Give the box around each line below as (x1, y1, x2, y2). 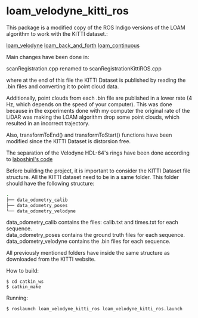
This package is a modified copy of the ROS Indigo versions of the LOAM (6, 24, 186, 31)
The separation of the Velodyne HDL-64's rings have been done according (6, 149, 190, 156)
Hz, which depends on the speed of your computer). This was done (6, 100, 172, 108)
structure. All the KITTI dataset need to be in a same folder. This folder (6, 173, 179, 180)
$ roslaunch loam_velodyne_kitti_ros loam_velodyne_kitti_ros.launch (6, 306, 183, 312)
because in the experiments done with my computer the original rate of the (6, 107, 190, 114)
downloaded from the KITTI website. (6, 255, 96, 263)
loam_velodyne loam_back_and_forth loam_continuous (6, 42, 140, 49)
